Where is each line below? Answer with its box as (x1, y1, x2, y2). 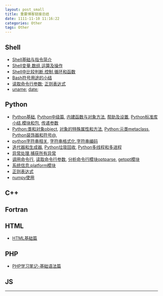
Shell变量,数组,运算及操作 (12, 63, 63, 68)
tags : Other (5, 25, 29, 30)
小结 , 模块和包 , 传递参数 (12, 120, 59, 126)
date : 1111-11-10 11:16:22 (5, 16, 60, 21)
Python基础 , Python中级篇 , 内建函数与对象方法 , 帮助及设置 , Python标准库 (12, 114, 158, 119)
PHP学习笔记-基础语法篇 (12, 263, 62, 269)
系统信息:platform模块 (12, 162, 56, 168)
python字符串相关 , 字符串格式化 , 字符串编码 (12, 138, 98, 144)
